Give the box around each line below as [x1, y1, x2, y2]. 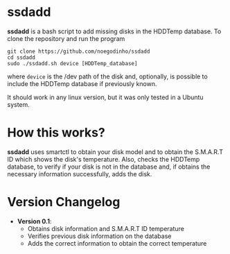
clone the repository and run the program [7, 34, 125, 42]
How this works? [7, 125, 105, 141]
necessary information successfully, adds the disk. [7, 169, 152, 178]
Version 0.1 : [17, 217, 52, 226]
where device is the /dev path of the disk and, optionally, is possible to [7, 72, 208, 81]
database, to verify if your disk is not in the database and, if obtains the [7, 162, 211, 171]
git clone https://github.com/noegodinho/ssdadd [7, 48, 150, 55]
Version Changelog [7, 194, 121, 210]
